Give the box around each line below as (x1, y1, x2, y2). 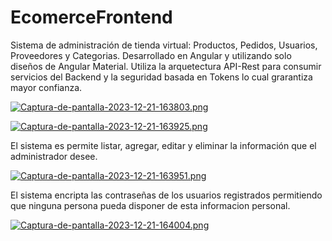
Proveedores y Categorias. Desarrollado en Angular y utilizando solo (10, 49, 292, 61)
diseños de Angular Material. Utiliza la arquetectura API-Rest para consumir (10, 60, 322, 72)
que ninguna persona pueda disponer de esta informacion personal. (10, 199, 291, 211)
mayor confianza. (10, 81, 83, 93)
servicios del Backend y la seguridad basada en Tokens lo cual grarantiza (10, 71, 313, 83)
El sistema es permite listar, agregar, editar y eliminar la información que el (10, 139, 317, 151)
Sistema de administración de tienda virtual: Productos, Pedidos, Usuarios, (10, 39, 318, 51)
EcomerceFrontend (10, 6, 173, 29)
